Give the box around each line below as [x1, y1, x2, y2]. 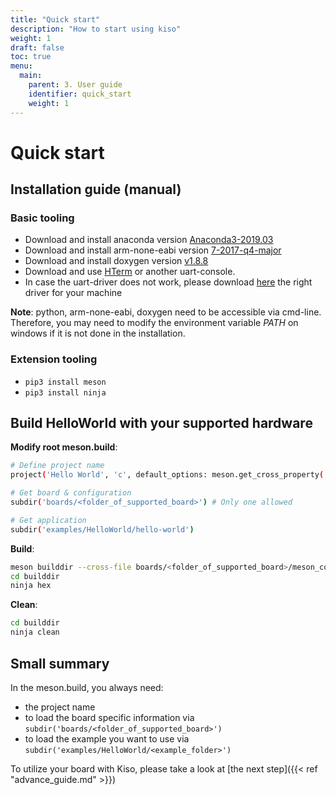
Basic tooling [10, 211, 75, 225]
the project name [24, 701, 96, 713]
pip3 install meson [24, 377, 107, 387]
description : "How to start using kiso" [10, 24, 182, 34]
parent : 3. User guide [28, 80, 123, 90]
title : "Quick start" [10, 14, 101, 25]
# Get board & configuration [10, 488, 132, 498]
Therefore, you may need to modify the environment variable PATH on [10, 317, 299, 329]
